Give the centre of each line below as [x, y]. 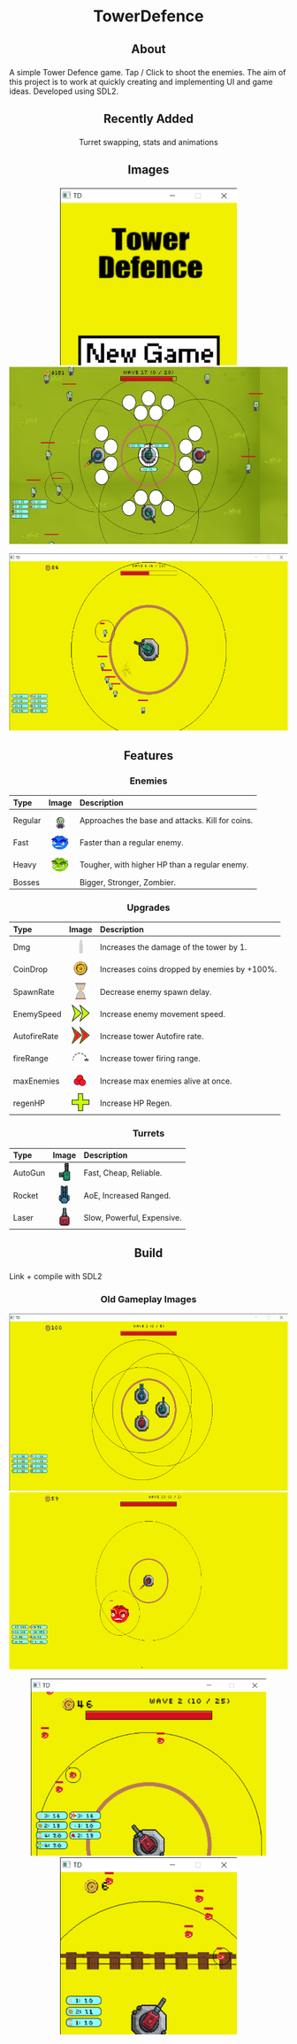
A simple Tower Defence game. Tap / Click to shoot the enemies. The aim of [148, 72]
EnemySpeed [37, 1014]
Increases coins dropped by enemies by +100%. [189, 969]
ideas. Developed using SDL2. [64, 91]
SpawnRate [34, 991]
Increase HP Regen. [136, 1103]
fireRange [30, 1059]
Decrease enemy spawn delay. [156, 991]
